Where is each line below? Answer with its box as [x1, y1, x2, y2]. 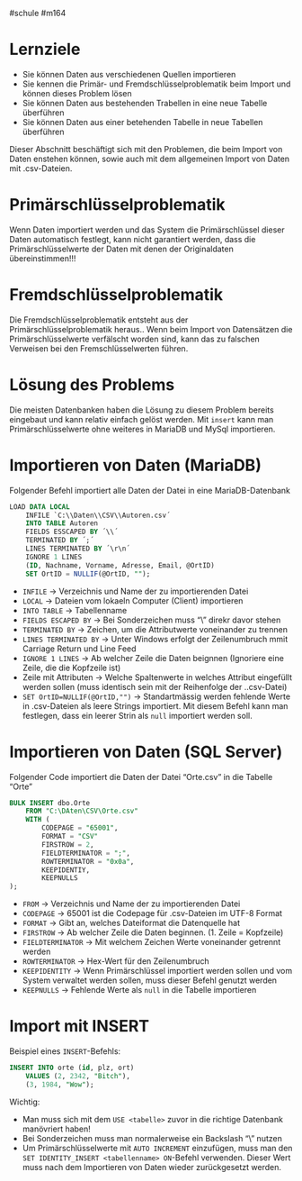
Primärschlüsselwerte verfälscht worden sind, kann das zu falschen [9, 333, 261, 344]
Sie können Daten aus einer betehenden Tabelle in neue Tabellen [22, 116, 263, 127]
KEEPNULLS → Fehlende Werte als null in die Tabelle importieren [22, 985, 257, 995]
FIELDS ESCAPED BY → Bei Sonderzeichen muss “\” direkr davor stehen [22, 614, 281, 625]
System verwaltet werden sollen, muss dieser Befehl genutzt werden [22, 975, 277, 986]
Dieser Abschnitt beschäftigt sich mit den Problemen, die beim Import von [9, 143, 283, 154]
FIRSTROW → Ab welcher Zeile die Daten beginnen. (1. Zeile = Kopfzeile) [22, 927, 284, 938]
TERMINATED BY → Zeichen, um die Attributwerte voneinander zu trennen [22, 623, 288, 634]
